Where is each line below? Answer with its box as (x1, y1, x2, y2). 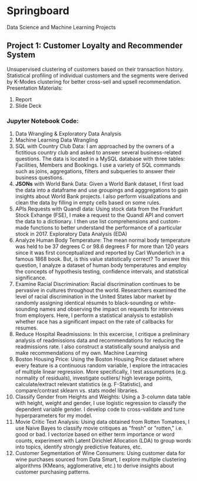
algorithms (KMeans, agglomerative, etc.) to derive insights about (15, 462, 174, 469)
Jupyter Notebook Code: (6, 117, 79, 125)
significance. (15, 274, 46, 281)
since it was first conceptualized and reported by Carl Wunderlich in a (15, 249, 185, 256)
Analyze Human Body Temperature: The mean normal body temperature (15, 237, 191, 244)
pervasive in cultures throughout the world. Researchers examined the (15, 287, 186, 294)
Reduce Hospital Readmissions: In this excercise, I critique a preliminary (15, 331, 190, 338)
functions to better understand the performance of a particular (30, 224, 182, 231)
